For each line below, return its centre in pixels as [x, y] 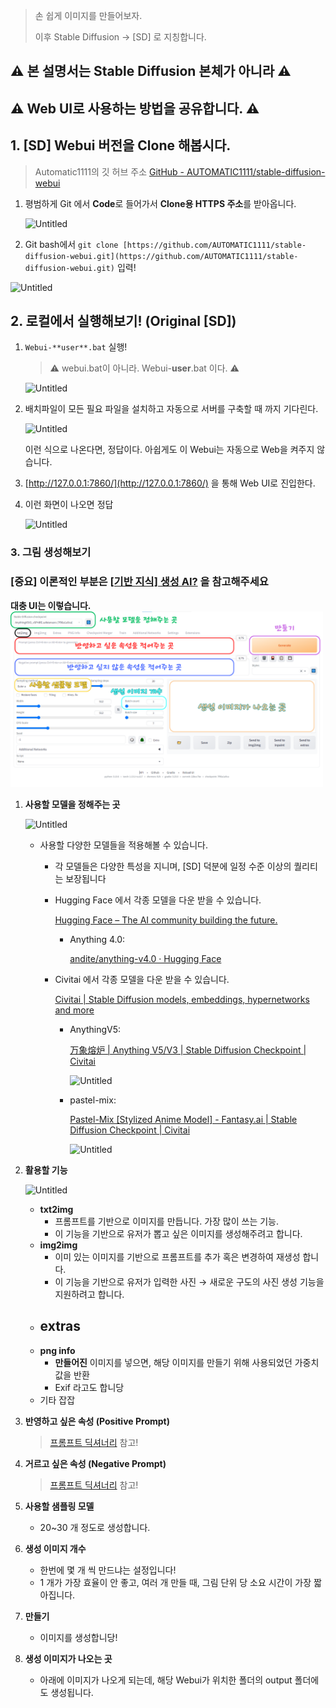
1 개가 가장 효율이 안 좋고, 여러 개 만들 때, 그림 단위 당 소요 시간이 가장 [175, 1582]
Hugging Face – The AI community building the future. [166, 920]
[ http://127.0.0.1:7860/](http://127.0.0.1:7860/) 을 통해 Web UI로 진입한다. [170, 483]
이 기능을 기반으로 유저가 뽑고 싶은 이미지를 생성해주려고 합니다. [178, 1233]
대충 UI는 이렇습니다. [51, 605]
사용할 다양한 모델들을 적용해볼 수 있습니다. [124, 845]
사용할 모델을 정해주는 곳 [72, 804]
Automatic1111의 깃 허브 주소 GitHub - [109, 171]
